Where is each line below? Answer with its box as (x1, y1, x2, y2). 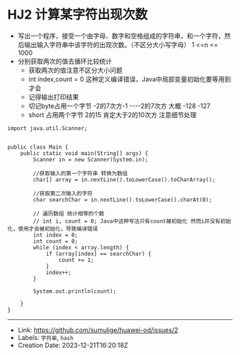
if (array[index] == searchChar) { (45, 250, 152, 257)
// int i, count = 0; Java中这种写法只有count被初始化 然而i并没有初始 (33, 217, 231, 225)
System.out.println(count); (33, 287, 116, 295)
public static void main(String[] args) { (20, 149, 149, 157)
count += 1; (58, 256, 94, 264)
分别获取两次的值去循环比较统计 (17, 56, 112, 65)
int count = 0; (33, 237, 79, 245)
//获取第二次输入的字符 (33, 190, 93, 197)
